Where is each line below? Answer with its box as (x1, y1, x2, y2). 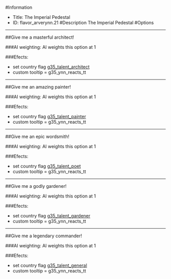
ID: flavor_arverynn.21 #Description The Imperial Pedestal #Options (12, 20, 154, 25)
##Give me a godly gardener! (5, 183, 67, 189)
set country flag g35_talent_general (12, 262, 88, 268)
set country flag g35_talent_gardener (12, 213, 91, 218)
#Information (5, 5, 33, 10)
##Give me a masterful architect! (5, 34, 74, 40)
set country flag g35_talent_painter (12, 114, 87, 119)
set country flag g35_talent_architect (12, 64, 90, 70)
